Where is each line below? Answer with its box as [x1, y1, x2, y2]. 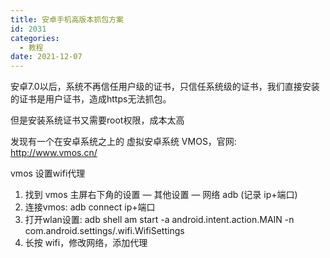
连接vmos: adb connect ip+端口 [24, 201, 156, 213]
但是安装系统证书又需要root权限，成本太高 [10, 114, 185, 126]
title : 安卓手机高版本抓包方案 [10, 14, 124, 25]
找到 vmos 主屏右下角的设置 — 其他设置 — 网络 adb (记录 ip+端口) [24, 189, 298, 201]
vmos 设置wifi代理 [10, 167, 86, 180]
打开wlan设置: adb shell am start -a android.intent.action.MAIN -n [24, 214, 295, 226]
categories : [10, 33, 60, 43]
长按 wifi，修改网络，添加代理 [24, 237, 148, 249]
